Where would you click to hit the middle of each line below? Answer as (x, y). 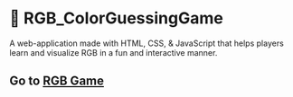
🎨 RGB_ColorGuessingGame (116, 18)
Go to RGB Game (57, 81)
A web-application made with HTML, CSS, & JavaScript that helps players (147, 43)
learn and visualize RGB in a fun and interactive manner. (113, 52)
